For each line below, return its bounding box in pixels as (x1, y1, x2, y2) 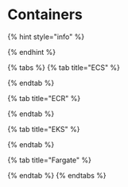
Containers (7, 6, 83, 24)
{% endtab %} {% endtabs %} (7, 170, 107, 180)
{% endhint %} (7, 47, 56, 56)
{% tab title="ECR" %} (7, 93, 81, 103)
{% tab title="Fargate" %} (7, 155, 92, 165)
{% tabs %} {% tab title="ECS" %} (7, 62, 121, 72)
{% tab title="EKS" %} (7, 124, 80, 134)
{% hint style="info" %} (7, 32, 85, 41)
